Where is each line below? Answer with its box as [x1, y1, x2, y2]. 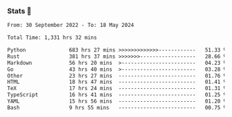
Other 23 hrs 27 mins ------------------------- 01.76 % [7, 72, 227, 79]
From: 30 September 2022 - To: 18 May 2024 [7, 22, 135, 29]
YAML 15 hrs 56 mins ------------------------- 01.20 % [7, 98, 227, 105]
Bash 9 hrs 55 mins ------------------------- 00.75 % [7, 104, 227, 111]
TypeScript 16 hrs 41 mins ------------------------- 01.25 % [7, 92, 227, 98]
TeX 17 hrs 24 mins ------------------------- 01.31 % [7, 85, 227, 92]
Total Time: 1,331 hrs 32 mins [7, 34, 97, 41]
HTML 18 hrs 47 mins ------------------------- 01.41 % [7, 78, 227, 85]
